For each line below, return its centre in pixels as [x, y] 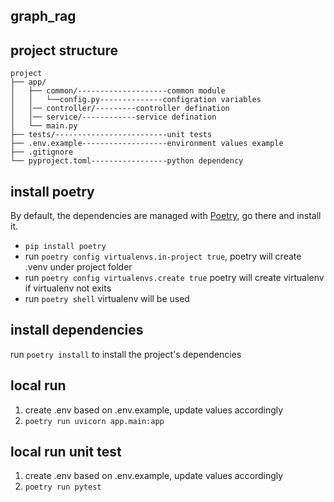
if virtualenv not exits [68, 288]
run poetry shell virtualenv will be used [107, 299]
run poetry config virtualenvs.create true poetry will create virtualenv [174, 278]
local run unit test [66, 452]
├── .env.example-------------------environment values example [147, 144]
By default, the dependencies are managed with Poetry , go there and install [166, 216]
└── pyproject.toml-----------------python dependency [127, 161]
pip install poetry [65, 247]
